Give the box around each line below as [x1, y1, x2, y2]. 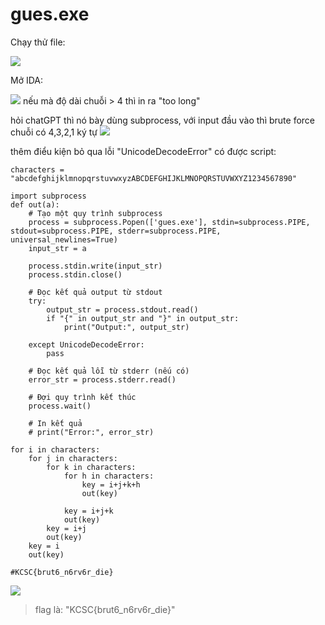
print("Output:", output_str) [63, 322, 190, 332]
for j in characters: [28, 453, 118, 463]
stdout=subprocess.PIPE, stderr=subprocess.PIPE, [10, 226, 222, 236]
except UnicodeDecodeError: [28, 339, 145, 350]
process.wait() [28, 401, 92, 411]
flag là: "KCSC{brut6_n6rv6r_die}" [34, 603, 176, 615]
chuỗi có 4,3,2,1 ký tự [10, 126, 98, 138]
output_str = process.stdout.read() [46, 304, 199, 315]
